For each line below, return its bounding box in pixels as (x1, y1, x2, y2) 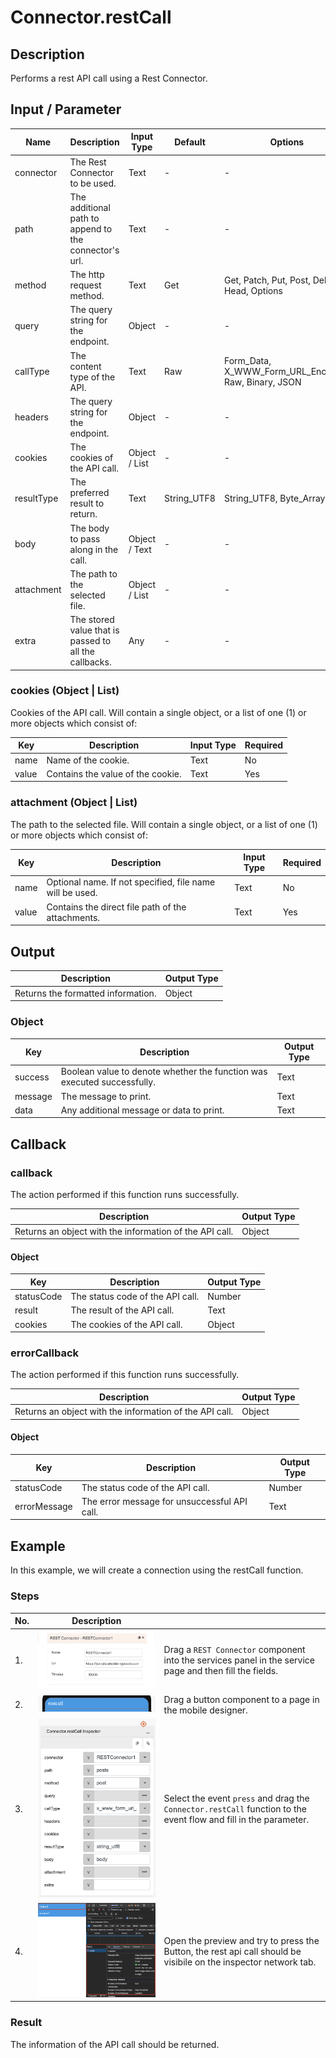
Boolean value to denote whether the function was (60, 1066, 268, 1078)
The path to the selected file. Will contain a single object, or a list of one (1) (10, 818, 318, 830)
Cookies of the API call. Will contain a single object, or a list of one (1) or (10, 706, 307, 718)
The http (69, 269, 105, 281)
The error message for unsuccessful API (81, 1495, 248, 1507)
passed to (69, 635, 112, 647)
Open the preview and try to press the (163, 1934, 320, 1946)
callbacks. (69, 656, 112, 668)
